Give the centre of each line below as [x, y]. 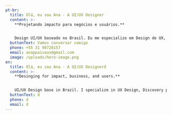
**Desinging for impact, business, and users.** [67, 76]
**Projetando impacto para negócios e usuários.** [70, 24]
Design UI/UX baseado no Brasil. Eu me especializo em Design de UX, [90, 38]
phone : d [19, 100]
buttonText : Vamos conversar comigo [49, 43]
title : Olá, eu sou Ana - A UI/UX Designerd [58, 67]
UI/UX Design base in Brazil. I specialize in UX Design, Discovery [89, 90]
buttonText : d [25, 95]
